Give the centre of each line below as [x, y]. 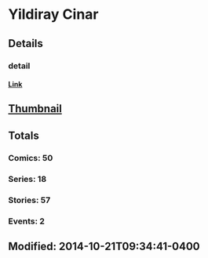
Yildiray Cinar [53, 15]
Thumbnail [35, 109]
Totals [24, 135]
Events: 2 [27, 221]
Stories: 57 [29, 200]
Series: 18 [27, 179]
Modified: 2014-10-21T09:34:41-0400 [104, 246]
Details [26, 44]
